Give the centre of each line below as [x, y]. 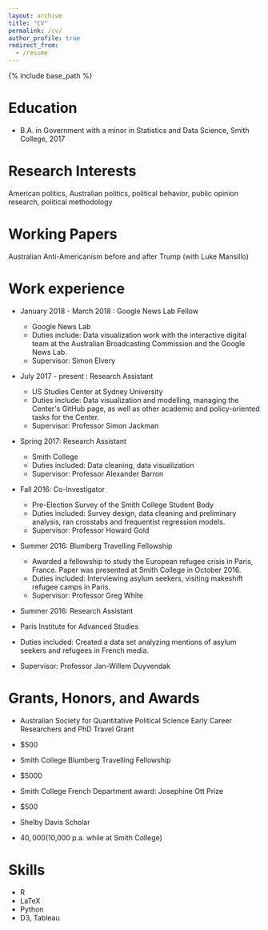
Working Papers [63, 234]
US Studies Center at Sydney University [97, 391]
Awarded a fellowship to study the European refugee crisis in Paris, [142, 561]
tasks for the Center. [66, 417]
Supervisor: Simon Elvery [74, 360]
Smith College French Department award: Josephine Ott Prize [122, 791]
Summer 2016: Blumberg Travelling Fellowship [96, 546]
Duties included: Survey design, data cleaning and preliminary [134, 513]
